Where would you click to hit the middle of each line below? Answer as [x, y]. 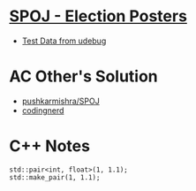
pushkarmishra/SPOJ [60, 101]
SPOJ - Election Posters [98, 16]
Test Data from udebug [64, 41]
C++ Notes [50, 146]
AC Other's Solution [84, 76]
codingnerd [43, 110]
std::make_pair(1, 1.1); [55, 177]
